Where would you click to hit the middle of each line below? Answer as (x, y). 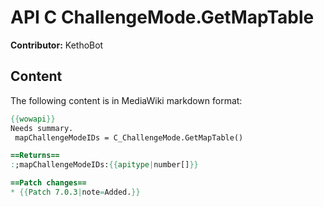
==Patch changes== (48, 183)
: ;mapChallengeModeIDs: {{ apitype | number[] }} (104, 165)
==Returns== (35, 156)
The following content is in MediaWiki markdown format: (126, 100)
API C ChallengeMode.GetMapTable (162, 17)
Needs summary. (42, 128)
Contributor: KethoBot (57, 45)
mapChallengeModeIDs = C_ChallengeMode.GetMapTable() (129, 137)
